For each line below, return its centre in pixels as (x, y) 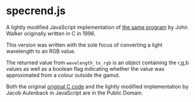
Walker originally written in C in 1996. (51, 33)
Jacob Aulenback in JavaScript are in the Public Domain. (75, 93)
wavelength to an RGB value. (41, 51)
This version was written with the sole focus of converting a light (84, 45)
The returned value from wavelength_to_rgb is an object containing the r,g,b (97, 62)
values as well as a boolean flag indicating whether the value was (85, 68)
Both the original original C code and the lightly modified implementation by (97, 86)
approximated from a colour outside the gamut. (63, 75)
